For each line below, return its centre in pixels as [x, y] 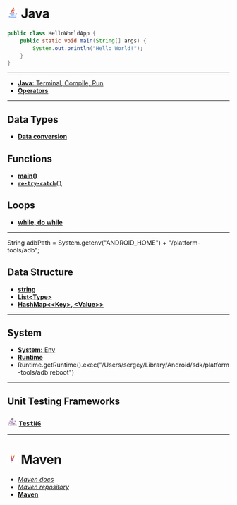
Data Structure [41, 273]
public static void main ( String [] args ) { [83, 41]
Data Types [33, 120]
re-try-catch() [40, 183]
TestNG [30, 423]
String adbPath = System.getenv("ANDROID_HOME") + [87, 243]
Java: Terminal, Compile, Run [60, 83]
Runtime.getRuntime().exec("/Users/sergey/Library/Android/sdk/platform [123, 365]
